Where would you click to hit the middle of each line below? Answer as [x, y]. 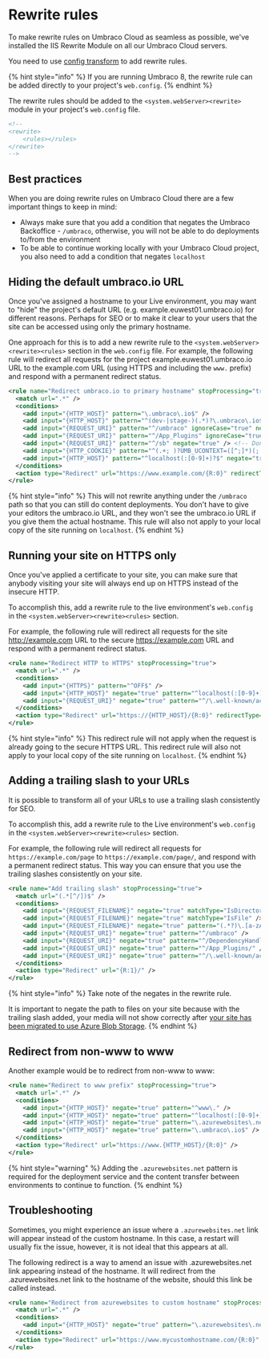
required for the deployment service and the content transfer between [124, 1176]
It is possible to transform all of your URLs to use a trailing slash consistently [134, 800]
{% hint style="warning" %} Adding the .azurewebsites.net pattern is [123, 1168]
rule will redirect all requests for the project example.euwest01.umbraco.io [130, 359]
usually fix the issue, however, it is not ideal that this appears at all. [118, 1247]
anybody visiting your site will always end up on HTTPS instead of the [123, 583]
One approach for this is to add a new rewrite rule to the [101, 342]
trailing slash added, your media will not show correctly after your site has [130, 1018]
